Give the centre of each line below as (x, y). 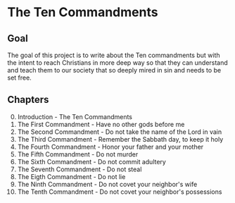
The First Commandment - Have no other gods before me (101, 124)
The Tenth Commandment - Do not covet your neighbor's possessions (120, 192)
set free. (19, 78)
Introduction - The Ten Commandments (75, 116)
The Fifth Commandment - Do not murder (78, 154)
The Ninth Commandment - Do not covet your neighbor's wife (107, 184)
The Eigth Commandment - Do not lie (71, 176)
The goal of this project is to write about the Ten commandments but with (114, 55)
